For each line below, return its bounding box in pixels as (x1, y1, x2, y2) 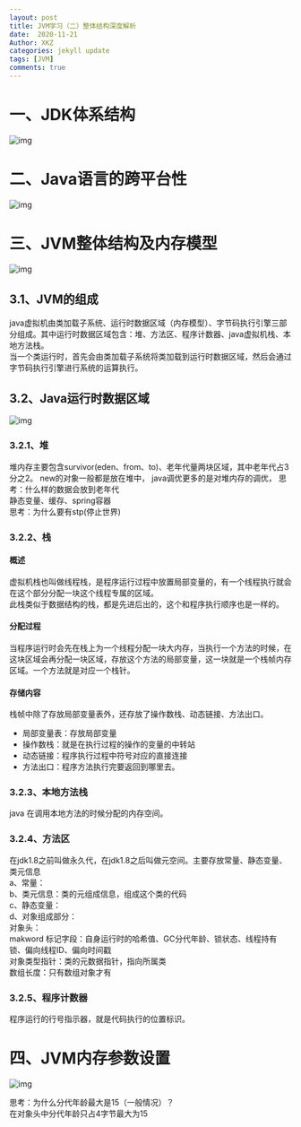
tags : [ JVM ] (9, 55, 54, 64)
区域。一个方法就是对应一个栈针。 (9, 664, 135, 675)
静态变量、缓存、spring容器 (9, 495, 112, 506)
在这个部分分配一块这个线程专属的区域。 (9, 587, 159, 598)
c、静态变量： (9, 899, 61, 910)
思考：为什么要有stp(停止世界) (9, 506, 121, 516)
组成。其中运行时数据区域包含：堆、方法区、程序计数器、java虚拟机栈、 (16, 328, 284, 339)
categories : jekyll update (9, 47, 110, 56)
